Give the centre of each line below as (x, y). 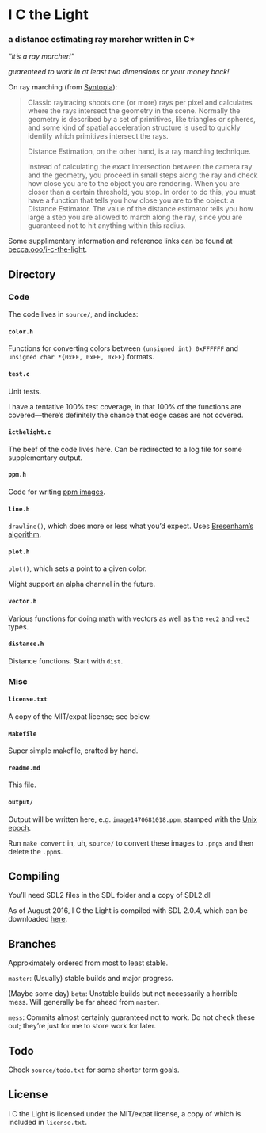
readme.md (25, 768)
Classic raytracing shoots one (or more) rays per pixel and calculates (140, 103)
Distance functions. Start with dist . (66, 661)
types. (19, 626)
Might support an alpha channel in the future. (82, 584)
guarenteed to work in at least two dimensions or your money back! (119, 72)
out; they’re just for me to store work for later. (82, 1026)
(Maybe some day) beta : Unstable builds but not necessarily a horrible (123, 994)
